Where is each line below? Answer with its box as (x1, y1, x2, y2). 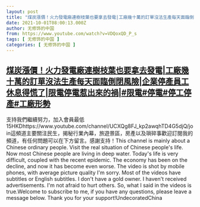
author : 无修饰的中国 (6, 25, 55, 32)
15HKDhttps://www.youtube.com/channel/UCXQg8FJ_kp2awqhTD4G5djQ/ (6, 123, 189, 130)
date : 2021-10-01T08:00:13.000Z (6, 20, 86, 26)
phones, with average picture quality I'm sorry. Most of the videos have (6, 169, 181, 176)
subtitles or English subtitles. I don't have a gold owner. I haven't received (6, 175, 187, 182)
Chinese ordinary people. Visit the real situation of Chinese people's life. (6, 143, 183, 150)
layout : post (6, 8, 39, 15)
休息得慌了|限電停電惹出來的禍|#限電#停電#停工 (6, 87, 184, 98)
